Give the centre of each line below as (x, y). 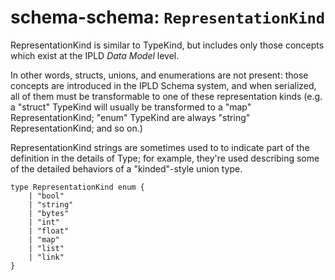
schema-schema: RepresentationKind (168, 17)
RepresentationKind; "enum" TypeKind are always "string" (130, 117)
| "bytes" (49, 213)
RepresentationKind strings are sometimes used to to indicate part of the (160, 147)
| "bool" (46, 196)
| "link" (46, 257)
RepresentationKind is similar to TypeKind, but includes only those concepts (167, 45)
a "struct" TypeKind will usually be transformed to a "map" (131, 107)
